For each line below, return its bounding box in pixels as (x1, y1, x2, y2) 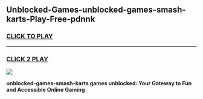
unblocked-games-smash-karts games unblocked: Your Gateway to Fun (6, 79, 192, 86)
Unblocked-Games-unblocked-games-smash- (6, 5, 186, 15)
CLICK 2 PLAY (6, 55, 48, 63)
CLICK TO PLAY (6, 32, 53, 41)
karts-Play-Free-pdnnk (6, 14, 95, 25)
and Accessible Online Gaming (6, 86, 85, 93)
